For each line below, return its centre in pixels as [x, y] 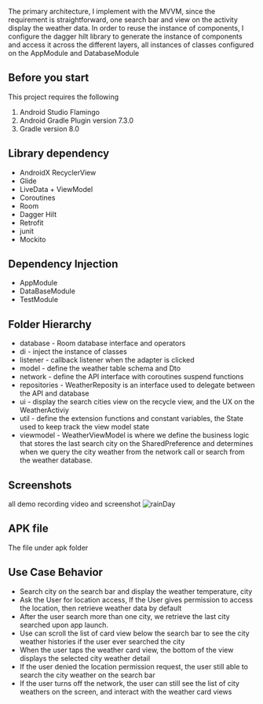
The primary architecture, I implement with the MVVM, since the [112, 11]
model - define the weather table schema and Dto [100, 368]
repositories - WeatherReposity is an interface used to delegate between [137, 385]
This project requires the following [64, 97]
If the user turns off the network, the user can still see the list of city [129, 683]
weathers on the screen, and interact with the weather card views [126, 691]
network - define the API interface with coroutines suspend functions [131, 377]
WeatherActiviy [44, 410]
